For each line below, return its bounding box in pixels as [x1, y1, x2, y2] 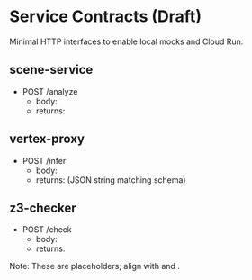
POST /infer [22, 155, 67, 166]
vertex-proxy [9, 131, 85, 147]
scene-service [9, 62, 94, 77]
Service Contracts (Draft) [9, 6, 202, 27]
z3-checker [9, 200, 76, 215]
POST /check [22, 224, 72, 235]
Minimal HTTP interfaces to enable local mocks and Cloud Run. [9, 36, 244, 47]
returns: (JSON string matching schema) [35, 174, 186, 185]
